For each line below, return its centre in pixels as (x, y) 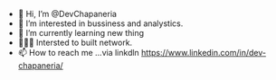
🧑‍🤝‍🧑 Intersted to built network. (75, 42)
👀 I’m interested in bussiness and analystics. (100, 23)
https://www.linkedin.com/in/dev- (204, 53)
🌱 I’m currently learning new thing (81, 33)
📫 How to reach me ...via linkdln (79, 53)
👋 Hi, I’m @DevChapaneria (67, 14)
